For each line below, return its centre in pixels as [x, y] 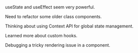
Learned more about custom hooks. [41, 36]
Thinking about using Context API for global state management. [69, 26]
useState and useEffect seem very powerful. [50, 7]
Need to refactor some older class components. [54, 16]
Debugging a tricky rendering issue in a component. [58, 45]
